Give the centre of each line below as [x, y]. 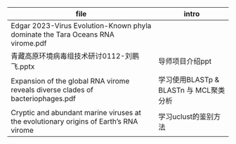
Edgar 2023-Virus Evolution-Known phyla [81, 26]
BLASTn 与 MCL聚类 [191, 90]
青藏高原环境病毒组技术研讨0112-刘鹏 [75, 56]
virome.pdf [29, 43]
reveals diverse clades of [52, 90]
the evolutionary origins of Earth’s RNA [74, 121]
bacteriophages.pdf [43, 99]
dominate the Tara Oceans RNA [63, 34]
